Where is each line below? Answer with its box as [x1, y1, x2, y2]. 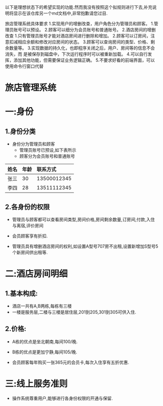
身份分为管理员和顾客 [12, 141, 55, 147]
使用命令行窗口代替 [5, 63, 44, 69]
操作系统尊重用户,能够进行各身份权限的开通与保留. [12, 395, 113, 401]
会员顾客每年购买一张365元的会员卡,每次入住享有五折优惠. [12, 359, 129, 365]
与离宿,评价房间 [12, 223, 44, 228]
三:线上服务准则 [5, 378, 68, 389]
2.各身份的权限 [5, 203, 50, 211]
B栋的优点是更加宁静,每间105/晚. [12, 349, 77, 355]
